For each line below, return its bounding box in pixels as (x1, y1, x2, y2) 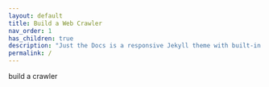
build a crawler (8, 72, 58, 81)
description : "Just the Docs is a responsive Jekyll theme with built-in (8, 42, 262, 50)
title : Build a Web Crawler (8, 19, 103, 27)
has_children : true (8, 34, 74, 43)
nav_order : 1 (8, 27, 52, 35)
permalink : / (8, 49, 52, 57)
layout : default (8, 11, 63, 20)
